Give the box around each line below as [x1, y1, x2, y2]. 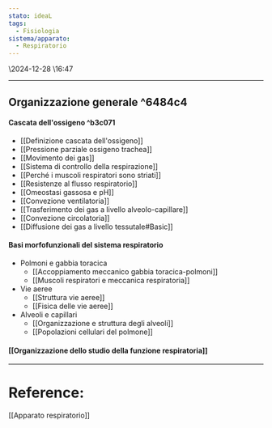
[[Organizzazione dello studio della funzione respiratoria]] [8, 345, 208, 355]
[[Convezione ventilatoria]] [19, 196, 110, 206]
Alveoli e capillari [19, 309, 78, 320]
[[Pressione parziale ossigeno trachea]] [19, 144, 152, 154]
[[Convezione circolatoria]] [19, 213, 110, 222]
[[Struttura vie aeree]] [32, 292, 105, 302]
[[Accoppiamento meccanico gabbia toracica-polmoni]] [32, 266, 219, 276]
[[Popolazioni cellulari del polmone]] [32, 327, 154, 337]
